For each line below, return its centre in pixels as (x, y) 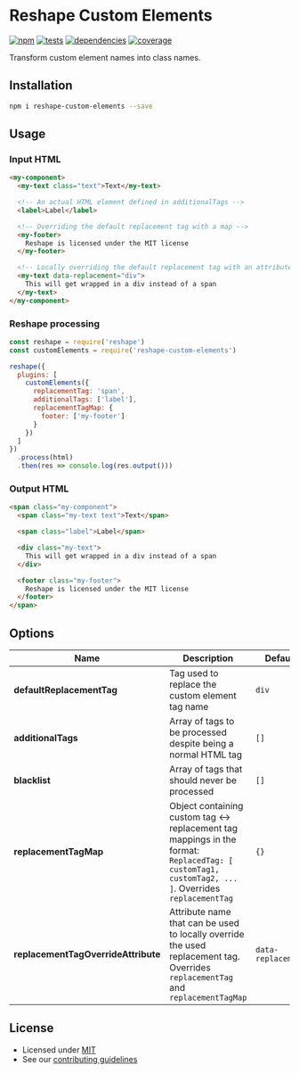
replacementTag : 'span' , (79, 392)
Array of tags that (206, 769)
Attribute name (200, 912)
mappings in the (202, 839)
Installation (41, 86)
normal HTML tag (206, 755)
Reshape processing (55, 324)
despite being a (201, 743)
